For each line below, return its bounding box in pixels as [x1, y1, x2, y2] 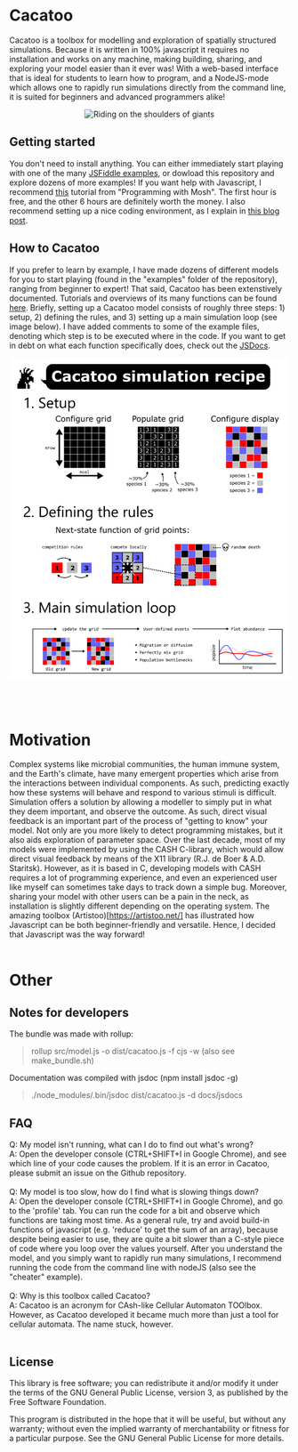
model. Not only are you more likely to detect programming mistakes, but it [9, 825, 283, 836]
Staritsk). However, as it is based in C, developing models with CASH [9, 863, 262, 874]
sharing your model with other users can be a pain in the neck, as [9, 891, 249, 902]
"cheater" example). [9, 1271, 83, 1282]
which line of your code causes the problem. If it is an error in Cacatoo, [9, 1158, 270, 1169]
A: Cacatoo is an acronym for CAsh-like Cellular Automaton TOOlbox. [9, 1300, 263, 1311]
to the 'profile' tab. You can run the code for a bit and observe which [9, 1206, 261, 1216]
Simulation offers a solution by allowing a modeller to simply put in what [9, 797, 272, 808]
